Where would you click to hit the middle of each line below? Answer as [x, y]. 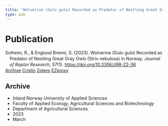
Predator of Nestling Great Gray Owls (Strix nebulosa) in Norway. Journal [85, 59]
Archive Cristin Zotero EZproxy [37, 71]
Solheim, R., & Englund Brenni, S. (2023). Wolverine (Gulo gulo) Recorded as [84, 53]
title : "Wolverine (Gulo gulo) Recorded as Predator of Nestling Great [81, 10]
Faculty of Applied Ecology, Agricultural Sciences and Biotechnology [83, 103]
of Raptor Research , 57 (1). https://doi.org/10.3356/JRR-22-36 [73, 65]
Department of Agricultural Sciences [50, 109]
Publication [29, 39]
